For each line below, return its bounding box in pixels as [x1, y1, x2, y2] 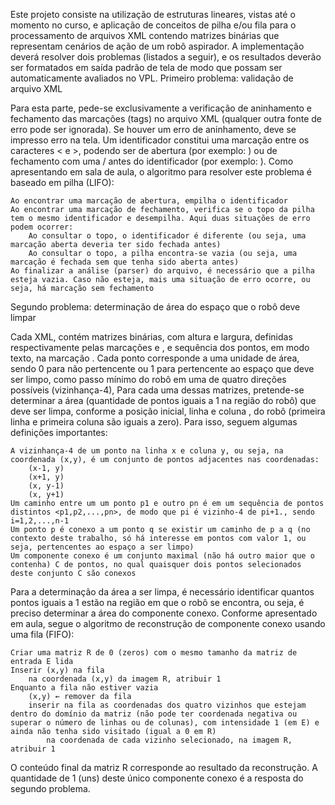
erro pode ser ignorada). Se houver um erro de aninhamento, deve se [10, 124, 297, 135]
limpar [10, 312, 37, 323]
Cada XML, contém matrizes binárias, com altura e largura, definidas [10, 331, 293, 343]
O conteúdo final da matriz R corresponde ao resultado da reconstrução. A [10, 762, 318, 773]
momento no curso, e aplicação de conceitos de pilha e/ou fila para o [10, 19, 297, 31]
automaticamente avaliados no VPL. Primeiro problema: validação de [10, 72, 294, 84]
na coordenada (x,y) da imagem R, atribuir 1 [28, 674, 222, 684]
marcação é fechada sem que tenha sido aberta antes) [10, 257, 240, 267]
